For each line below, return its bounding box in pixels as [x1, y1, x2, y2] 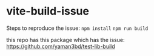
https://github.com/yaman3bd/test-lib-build [6, 43, 115, 50]
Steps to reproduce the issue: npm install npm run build [6, 24, 149, 32]
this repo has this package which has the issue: [6, 36, 125, 43]
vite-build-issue [6, 4, 90, 18]
